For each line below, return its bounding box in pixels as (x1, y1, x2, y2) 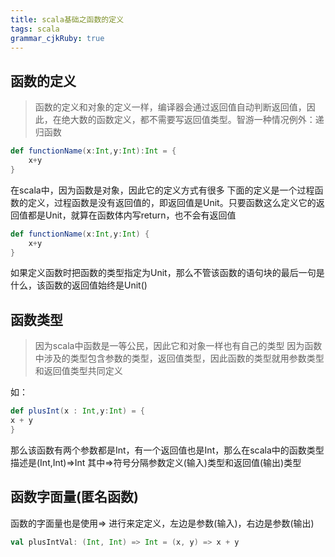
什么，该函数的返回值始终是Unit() (10, 279, 148, 291)
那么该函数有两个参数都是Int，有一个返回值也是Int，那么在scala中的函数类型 (10, 444, 325, 456)
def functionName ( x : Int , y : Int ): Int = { (10, 146, 177, 156)
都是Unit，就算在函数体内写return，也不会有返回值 (27, 209, 237, 221)
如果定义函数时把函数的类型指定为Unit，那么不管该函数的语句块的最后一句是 (10, 267, 325, 279)
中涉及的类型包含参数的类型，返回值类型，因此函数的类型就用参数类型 (34, 352, 325, 365)
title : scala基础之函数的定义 (10, 14, 125, 25)
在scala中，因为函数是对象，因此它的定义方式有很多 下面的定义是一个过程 (10, 184, 315, 196)
